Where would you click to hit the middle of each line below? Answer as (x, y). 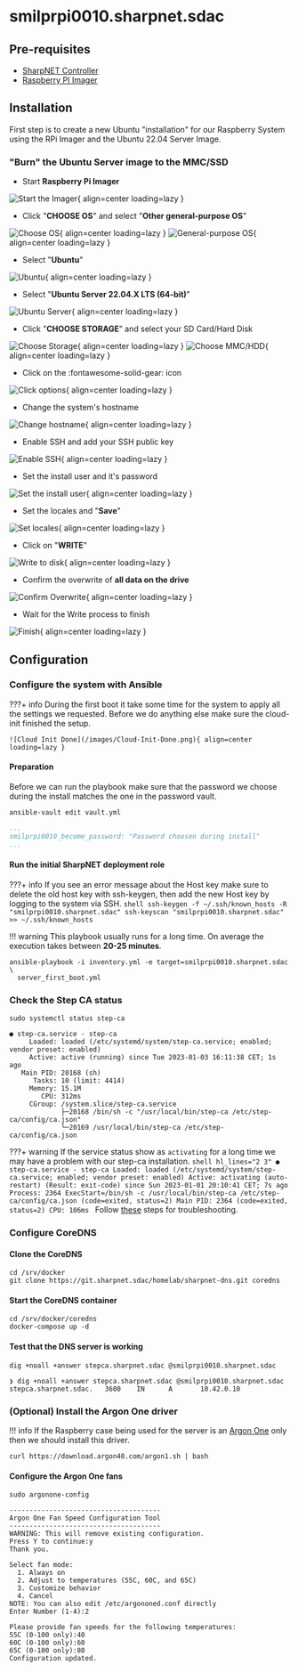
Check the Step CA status (66, 1000)
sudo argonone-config (49, 1495)
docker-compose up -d (49, 1327)
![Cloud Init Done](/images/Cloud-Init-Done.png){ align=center (131, 739)
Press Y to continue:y (51, 1542)
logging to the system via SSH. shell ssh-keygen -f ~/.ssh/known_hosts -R (148, 903)
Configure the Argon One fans (66, 1476)
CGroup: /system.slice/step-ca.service (103, 1104)
